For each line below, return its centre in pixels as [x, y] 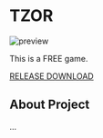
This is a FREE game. [49, 58]
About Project [50, 105]
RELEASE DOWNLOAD [51, 76]
